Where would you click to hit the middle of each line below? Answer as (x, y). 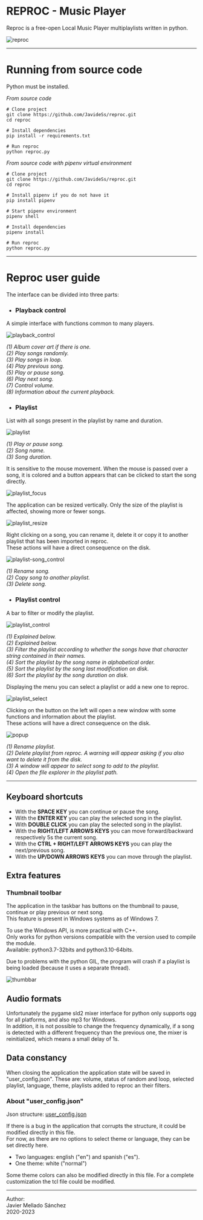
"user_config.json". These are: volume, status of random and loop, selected (100, 1079)
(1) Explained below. (31, 636)
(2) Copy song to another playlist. (48, 578)
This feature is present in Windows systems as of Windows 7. (82, 919)
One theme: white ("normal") (51, 1164)
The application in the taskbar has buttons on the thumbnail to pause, (93, 906)
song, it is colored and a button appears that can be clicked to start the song (101, 475)
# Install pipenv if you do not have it (58, 195)
